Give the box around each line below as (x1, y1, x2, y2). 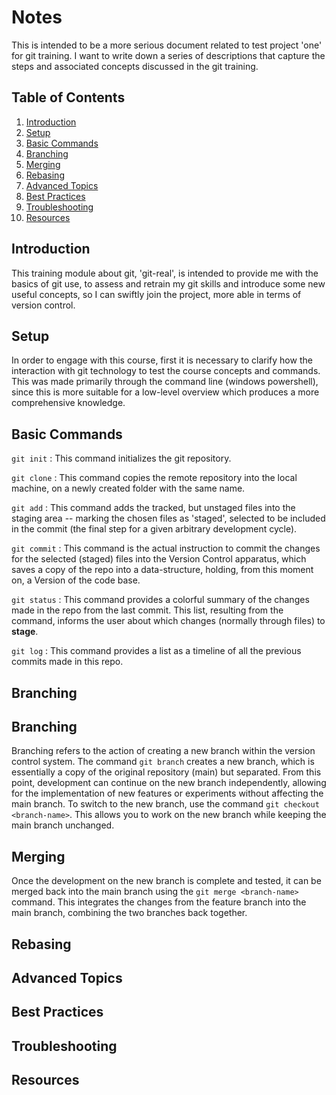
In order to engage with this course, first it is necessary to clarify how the (11, 354, 313, 366)
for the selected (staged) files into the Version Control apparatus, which (11, 553, 307, 565)
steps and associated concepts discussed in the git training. (11, 60, 259, 72)
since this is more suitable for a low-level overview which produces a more (11, 386, 320, 398)
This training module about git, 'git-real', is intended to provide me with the (11, 267, 319, 279)
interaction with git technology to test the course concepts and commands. (11, 365, 321, 377)
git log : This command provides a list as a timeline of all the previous (11, 645, 302, 657)
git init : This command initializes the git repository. (11, 452, 232, 465)
